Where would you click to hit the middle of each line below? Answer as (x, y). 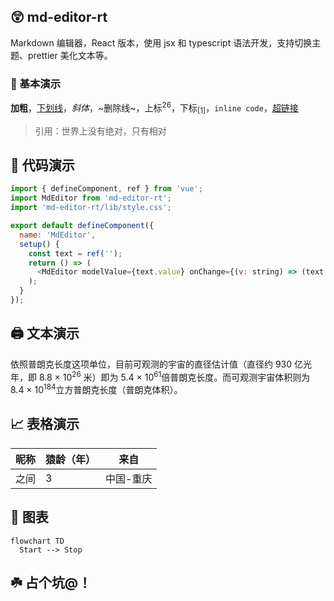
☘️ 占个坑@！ (51, 583)
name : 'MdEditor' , (58, 235)
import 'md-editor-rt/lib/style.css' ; (91, 208)
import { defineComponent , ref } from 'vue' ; (106, 189)
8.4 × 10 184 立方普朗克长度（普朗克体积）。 (96, 388)
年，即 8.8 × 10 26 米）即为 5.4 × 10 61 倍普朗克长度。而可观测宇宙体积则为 (160, 376)
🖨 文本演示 (45, 333)
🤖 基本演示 (36, 83)
